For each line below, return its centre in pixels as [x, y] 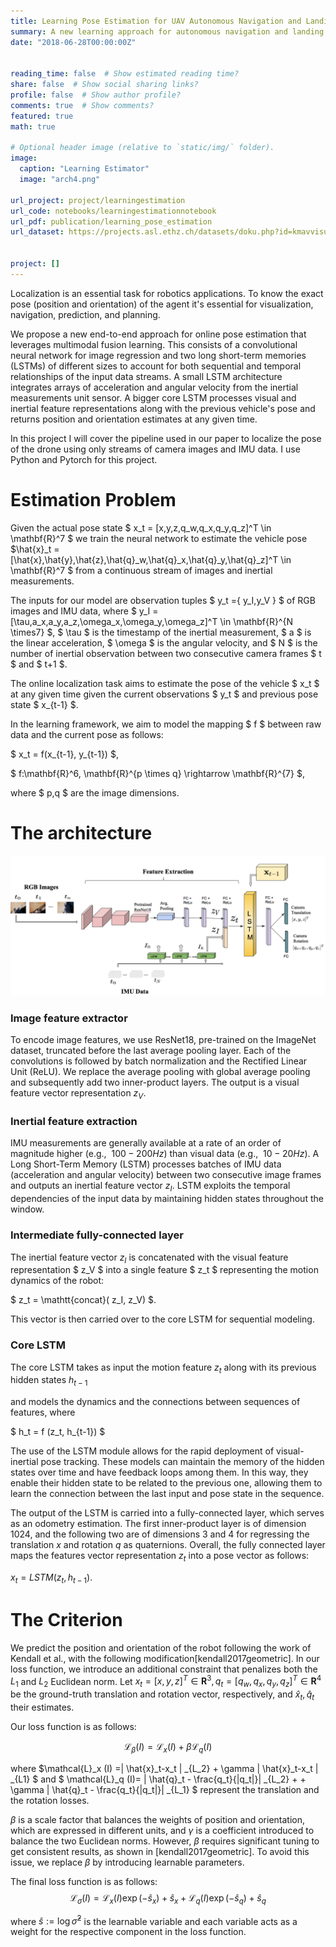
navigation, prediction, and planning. [85, 314]
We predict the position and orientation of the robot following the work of [161, 1647]
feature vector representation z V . [78, 1094]
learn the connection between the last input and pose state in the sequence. [167, 1494]
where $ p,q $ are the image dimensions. [95, 792]
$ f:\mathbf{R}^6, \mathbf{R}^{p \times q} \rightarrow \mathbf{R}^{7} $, [157, 773]
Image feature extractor [69, 1018]
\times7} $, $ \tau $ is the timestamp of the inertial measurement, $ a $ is [161, 632]
